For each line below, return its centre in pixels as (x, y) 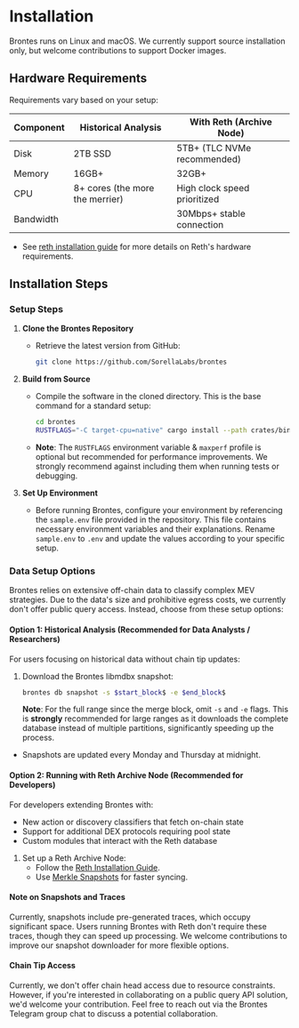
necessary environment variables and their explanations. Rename (155, 529)
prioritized (198, 199)
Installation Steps (59, 284)
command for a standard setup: (93, 406)
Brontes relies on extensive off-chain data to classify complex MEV (132, 590)
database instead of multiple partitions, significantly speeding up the (148, 728)
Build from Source (56, 379)
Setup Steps (36, 309)
